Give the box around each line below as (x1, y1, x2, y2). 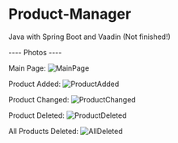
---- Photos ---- (8, 47, 62, 57)
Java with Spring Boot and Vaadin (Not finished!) (8, 32, 172, 41)
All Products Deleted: (8, 126, 79, 136)
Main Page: (8, 63, 46, 73)
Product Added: (8, 79, 61, 89)
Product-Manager (8, 5, 132, 24)
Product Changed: (8, 94, 70, 104)
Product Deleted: (8, 110, 65, 120)
